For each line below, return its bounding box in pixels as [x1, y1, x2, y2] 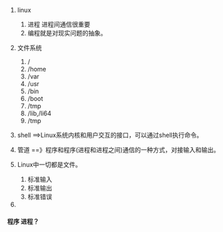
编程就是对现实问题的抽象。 [27, 29, 107, 37]
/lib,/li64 [27, 109, 52, 117]
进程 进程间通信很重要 [27, 20, 91, 28]
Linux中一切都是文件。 [17, 160, 82, 169]
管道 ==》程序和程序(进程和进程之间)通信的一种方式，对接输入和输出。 [17, 146, 220, 154]
